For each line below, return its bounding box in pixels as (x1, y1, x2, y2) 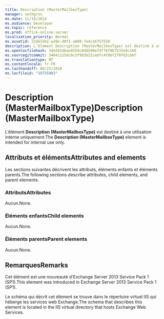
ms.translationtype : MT (5, 57, 54, 62)
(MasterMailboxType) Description (5, 102, 143, 114)
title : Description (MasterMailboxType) (5, 7, 89, 12)
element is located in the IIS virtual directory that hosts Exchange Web (5, 304, 146, 310)
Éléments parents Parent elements (5, 236, 87, 243)
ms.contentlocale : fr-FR (5, 62, 56, 67)
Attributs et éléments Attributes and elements (5, 154, 146, 162)
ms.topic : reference (5, 25, 47, 30)
